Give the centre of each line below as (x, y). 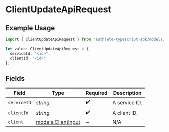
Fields (15, 79)
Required (96, 93)
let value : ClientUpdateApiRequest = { (47, 49)
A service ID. (127, 102)
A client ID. (125, 113)
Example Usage (30, 28)
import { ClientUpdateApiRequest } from (48, 39)
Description (127, 93)
